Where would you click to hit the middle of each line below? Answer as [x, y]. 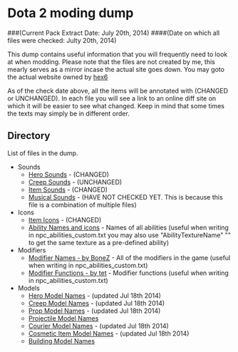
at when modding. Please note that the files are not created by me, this [111, 61]
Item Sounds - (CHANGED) [68, 190]
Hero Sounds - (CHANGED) [68, 174]
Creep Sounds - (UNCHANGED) [75, 182]
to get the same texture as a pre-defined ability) [99, 242]
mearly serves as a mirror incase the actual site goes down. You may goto [116, 69]
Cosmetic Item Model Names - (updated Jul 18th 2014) [109, 333]
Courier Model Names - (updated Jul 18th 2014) [98, 326]
